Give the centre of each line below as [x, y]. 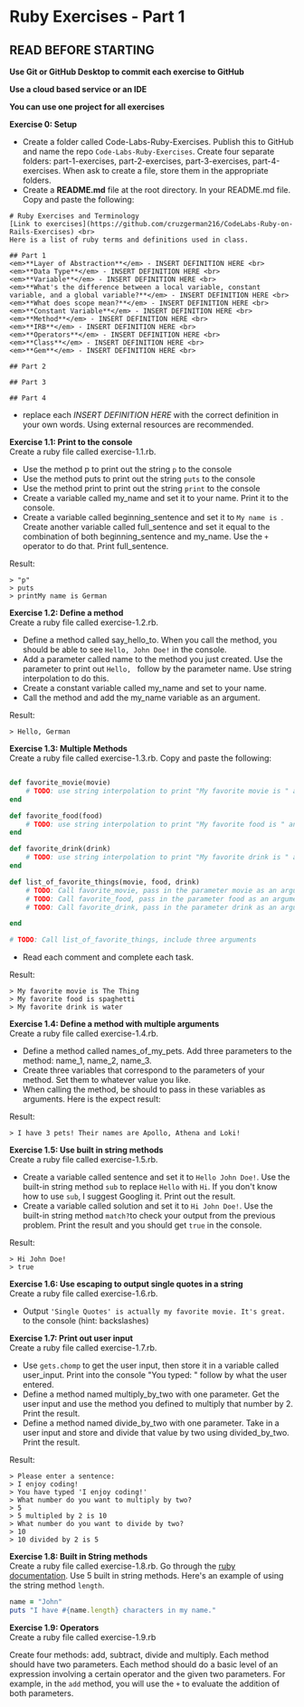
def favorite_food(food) [56, 816]
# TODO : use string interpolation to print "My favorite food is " [155, 824]
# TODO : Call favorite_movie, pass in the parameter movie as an [152, 890]
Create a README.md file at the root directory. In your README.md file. [157, 190]
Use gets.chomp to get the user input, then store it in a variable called [151, 1366]
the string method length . [57, 1586]
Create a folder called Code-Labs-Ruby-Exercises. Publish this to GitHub [158, 142]
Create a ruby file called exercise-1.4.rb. [84, 1034]
